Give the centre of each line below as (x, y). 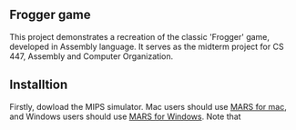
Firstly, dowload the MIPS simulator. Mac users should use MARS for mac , (148, 106)
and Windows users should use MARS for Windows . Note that (125, 116)
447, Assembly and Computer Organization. (92, 56)
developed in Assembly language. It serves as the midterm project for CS (147, 46)
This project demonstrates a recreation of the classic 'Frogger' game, (140, 36)
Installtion (39, 85)
